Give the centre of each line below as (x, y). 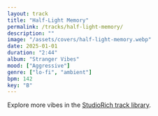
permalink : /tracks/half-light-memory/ (65, 27)
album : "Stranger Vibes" (43, 59)
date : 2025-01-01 (33, 46)
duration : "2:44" (33, 53)
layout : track (28, 14)
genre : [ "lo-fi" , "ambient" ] (50, 72)
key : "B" (20, 85)
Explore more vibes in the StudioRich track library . (79, 105)
